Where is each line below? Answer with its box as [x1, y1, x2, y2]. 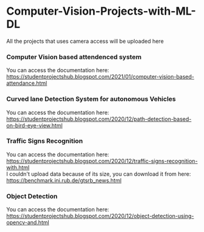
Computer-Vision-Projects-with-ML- [6, 4, 196, 18]
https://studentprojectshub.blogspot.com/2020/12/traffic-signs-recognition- [6, 157, 198, 164]
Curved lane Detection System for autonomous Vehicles [6, 95, 176, 103]
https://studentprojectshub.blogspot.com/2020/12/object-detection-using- [6, 212, 194, 220]
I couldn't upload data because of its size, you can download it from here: [6, 170, 191, 178]
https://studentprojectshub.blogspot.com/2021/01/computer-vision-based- [6, 73, 195, 81]
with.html [6, 164, 30, 171]
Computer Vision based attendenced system [6, 53, 142, 61]
